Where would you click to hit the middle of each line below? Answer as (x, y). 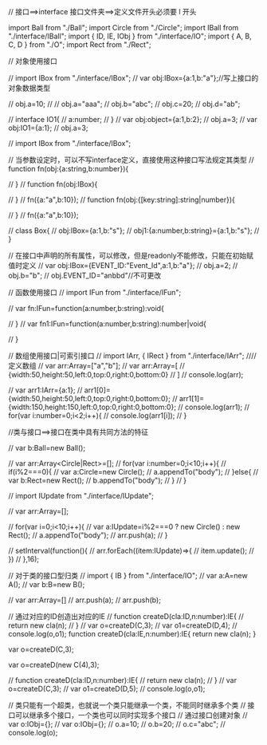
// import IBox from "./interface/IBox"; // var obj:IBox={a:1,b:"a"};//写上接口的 (133, 78)
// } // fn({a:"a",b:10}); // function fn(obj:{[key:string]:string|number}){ (122, 199)
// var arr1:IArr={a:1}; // (45, 390)
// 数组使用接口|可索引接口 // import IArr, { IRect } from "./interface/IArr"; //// (132, 356)
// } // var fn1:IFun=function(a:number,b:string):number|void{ (108, 324)
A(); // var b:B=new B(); (47, 584)
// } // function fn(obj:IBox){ (53, 184)
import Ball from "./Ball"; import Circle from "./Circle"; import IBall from (124, 28)
